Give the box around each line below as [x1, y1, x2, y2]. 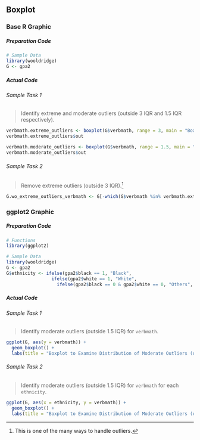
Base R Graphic [6, 23, 52, 31]
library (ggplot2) [6, 243, 49, 249]
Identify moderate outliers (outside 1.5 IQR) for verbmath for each [20, 382, 179, 389]
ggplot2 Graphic [6, 207, 55, 216]
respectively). [20, 116, 55, 123]
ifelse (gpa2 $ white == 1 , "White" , [51, 275, 137, 282]
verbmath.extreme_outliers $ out [6, 134, 84, 140]
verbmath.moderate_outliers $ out [6, 150, 86, 156]
